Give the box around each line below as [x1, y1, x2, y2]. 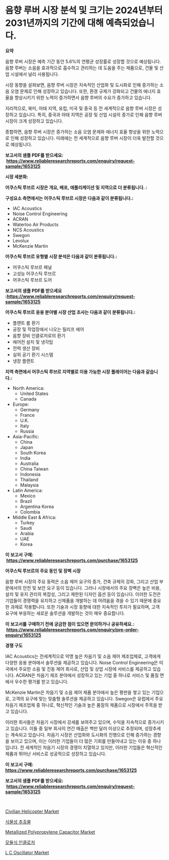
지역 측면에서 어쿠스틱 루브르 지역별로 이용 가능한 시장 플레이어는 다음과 [5, 368, 145, 375]
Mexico [20, 492, 36, 499]
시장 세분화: [5, 173, 29, 180]
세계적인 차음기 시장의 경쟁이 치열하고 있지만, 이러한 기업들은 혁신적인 [25, 744, 163, 750]
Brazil [20, 498, 32, 504]
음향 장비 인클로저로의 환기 [12, 332, 66, 338]
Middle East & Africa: [12, 514, 57, 520]
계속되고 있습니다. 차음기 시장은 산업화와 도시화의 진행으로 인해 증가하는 [10, 731, 152, 737]
